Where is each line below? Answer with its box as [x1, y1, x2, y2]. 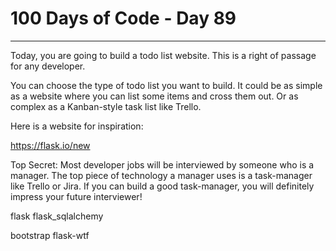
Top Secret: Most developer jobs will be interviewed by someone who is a [10, 158, 315, 171]
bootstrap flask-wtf [10, 229, 90, 241]
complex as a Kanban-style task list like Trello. [10, 100, 202, 112]
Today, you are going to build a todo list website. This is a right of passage [10, 49, 317, 61]
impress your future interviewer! [10, 190, 143, 202]
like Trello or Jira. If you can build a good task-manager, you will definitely [10, 180, 315, 192]
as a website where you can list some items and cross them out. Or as [10, 90, 299, 102]
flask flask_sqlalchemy [10, 210, 104, 222]
